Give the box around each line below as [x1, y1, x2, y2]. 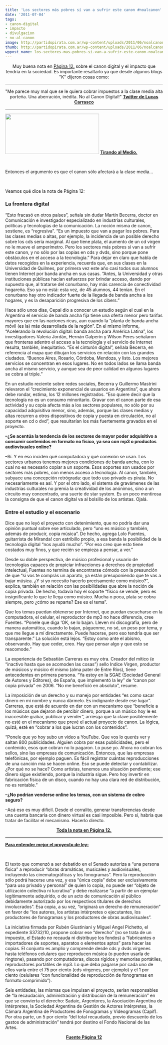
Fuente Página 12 [65, 1034, 102, 1040]
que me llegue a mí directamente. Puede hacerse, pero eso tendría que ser [5, 630, 159, 636]
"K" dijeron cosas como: [59, 74, 109, 80]
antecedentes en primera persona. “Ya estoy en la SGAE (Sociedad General [5, 672, 161, 678]
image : [5, 40, 19, 45]
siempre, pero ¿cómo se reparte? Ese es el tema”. [5, 599, 107, 605]
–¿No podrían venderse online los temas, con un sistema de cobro [5, 792, 145, 798]
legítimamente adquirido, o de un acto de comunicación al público [5, 893, 141, 899]
